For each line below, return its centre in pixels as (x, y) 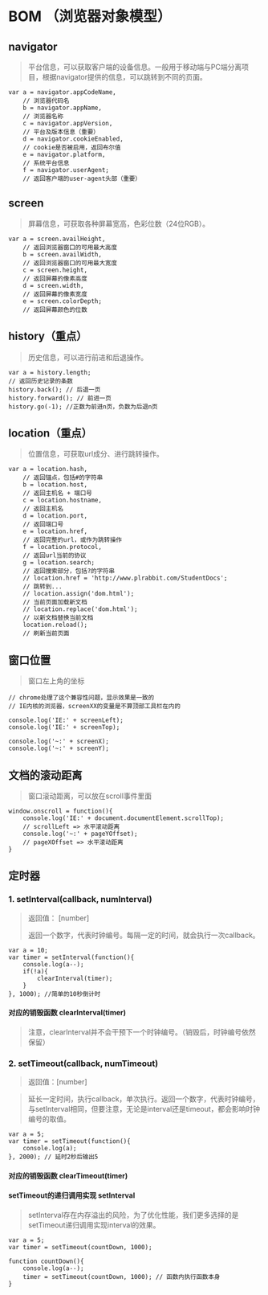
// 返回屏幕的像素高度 (55, 278)
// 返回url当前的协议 (55, 555)
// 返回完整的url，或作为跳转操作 (73, 540)
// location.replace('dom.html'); (80, 609)
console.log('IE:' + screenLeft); (66, 720)
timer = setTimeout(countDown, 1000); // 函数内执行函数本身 (122, 1277)
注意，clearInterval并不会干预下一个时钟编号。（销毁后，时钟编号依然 (142, 1032)
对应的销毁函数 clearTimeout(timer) (68, 1175)
